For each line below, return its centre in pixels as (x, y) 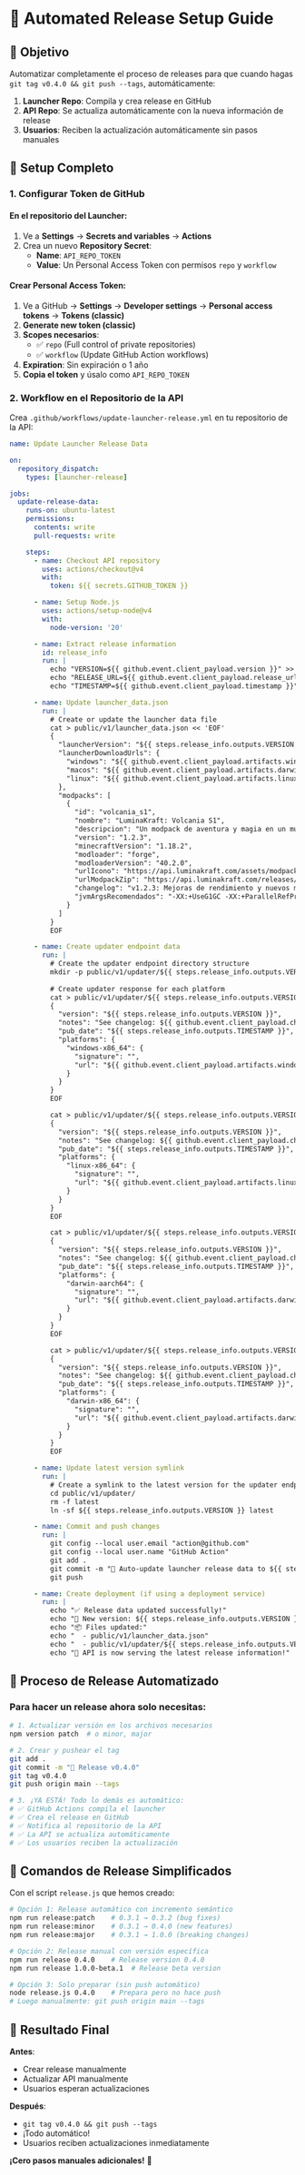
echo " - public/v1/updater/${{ (113, 1644)
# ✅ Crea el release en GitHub (69, 1818)
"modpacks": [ (84, 795)
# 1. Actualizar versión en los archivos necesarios (111, 1726)
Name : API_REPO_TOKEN (78, 255)
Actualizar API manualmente (75, 2079)
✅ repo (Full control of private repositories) (116, 344)
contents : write (64, 527)
